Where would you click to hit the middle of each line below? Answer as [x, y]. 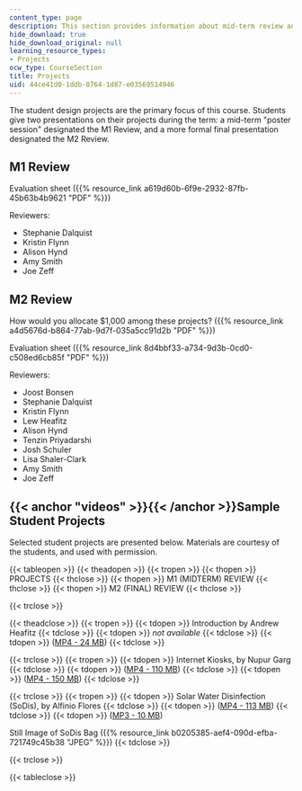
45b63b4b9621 [38, 198]
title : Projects [40, 76]
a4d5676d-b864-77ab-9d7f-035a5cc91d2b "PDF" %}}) [112, 331]
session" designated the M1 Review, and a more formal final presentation [144, 129]
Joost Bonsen [48, 393]
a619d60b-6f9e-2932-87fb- [196, 189]
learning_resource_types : [58, 51]
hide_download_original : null [66, 43]
